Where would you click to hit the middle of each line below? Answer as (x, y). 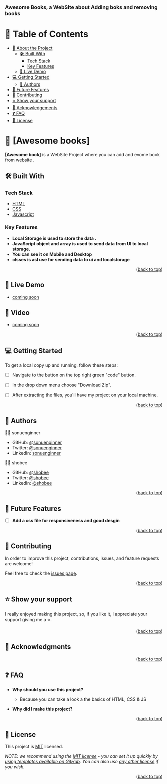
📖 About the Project (32, 48)
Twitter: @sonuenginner (37, 448)
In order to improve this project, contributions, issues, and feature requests (82, 558)
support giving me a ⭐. (29, 619)
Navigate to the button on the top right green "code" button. (74, 375)
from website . (20, 160)
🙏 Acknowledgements (35, 108)
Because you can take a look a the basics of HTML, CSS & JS (83, 699)
